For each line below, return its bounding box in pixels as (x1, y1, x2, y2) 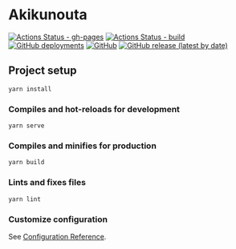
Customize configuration (8, 214, 108, 225)
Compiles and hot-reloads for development (8, 103, 181, 114)
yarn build (8, 159, 45, 167)
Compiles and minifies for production (8, 140, 157, 151)
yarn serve (8, 122, 45, 130)
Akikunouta (8, 6, 88, 24)
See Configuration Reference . (8, 231, 107, 241)
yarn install (8, 85, 52, 93)
